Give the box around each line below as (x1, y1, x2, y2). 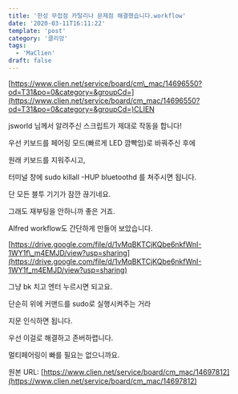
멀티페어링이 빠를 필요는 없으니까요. (8, 350, 120, 359)
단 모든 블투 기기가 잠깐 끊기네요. (8, 189, 111, 199)
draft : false (8, 57, 52, 65)
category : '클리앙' (8, 34, 68, 43)
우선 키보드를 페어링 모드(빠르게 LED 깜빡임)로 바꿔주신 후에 (8, 137, 196, 147)
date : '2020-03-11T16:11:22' (8, 19, 106, 27)
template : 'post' (8, 27, 67, 35)
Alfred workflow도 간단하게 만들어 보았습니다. (8, 223, 154, 233)
